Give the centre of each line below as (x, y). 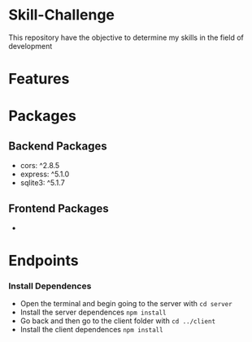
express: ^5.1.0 (45, 174)
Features (39, 79)
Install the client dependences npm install (92, 330)
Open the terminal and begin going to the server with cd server (126, 304)
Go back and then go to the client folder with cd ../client (118, 321)
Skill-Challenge (62, 15)
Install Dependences (50, 286)
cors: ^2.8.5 (40, 166)
